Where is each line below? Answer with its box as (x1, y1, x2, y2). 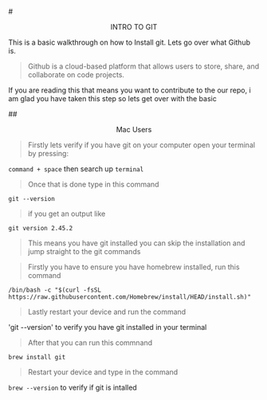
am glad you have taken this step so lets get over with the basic (8, 94, 217, 103)
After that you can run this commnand (27, 338, 153, 347)
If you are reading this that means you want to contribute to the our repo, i (8, 85, 251, 95)
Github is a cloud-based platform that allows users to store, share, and (27, 61, 260, 71)
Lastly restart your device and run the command (27, 307, 187, 316)
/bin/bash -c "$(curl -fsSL (8, 286, 102, 294)
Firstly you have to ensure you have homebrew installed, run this (27, 262, 241, 272)
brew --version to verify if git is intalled (8, 382, 137, 392)
